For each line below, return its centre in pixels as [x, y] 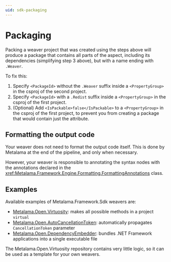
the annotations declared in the [38, 168]
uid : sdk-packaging [26, 10]
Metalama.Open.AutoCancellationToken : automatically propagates [82, 223]
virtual [21, 218]
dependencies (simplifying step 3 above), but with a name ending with [79, 61]
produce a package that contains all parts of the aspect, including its [78, 55]
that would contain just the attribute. [51, 118]
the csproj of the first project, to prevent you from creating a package [86, 113]
